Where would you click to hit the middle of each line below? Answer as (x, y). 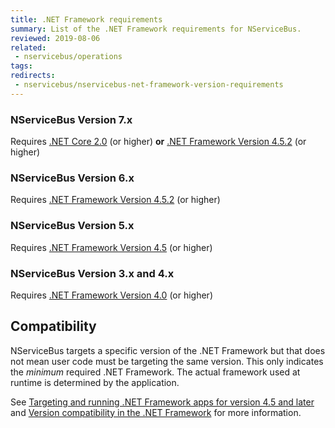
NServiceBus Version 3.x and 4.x (92, 273)
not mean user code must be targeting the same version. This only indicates (167, 361)
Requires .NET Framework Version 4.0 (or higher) (111, 295)
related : (28, 47)
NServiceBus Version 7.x (71, 119)
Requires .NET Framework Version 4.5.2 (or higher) (115, 200)
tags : (21, 66)
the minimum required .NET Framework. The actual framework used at (155, 372)
